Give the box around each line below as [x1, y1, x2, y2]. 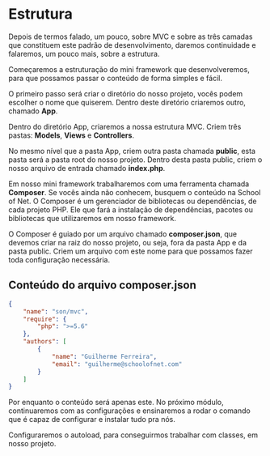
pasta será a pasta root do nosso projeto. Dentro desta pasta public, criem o [8, 155, 263, 164]
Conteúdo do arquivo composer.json [8, 279, 196, 292]
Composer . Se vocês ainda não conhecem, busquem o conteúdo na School [8, 187, 261, 197]
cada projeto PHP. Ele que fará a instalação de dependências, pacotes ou [8, 204, 253, 215]
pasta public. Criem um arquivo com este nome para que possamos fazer [8, 246, 253, 256]
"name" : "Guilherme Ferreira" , [51, 352, 158, 360]
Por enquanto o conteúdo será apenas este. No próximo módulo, [8, 398, 224, 407]
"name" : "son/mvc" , [23, 307, 89, 316]
